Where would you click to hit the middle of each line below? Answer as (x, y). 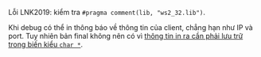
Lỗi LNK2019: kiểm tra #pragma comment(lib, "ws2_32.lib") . (107, 12)
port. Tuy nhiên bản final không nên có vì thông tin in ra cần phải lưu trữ (126, 36)
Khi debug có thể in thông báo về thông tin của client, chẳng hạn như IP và (130, 27)
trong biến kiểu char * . (46, 44)
